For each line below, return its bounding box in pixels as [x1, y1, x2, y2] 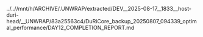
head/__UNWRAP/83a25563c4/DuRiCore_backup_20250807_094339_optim [6, 18, 197, 24]
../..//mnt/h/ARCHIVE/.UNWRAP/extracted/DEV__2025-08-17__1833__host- [6, 5, 192, 12]
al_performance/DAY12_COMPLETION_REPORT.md [6, 24, 135, 31]
